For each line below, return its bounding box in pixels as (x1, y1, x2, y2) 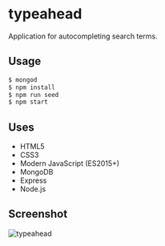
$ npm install (8, 83, 56, 91)
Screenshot (8, 208, 68, 221)
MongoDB (19, 167, 54, 177)
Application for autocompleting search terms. (8, 31, 158, 41)
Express (19, 175, 47, 185)
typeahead (8, 5, 82, 23)
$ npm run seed (8, 91, 59, 99)
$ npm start (8, 98, 48, 107)
